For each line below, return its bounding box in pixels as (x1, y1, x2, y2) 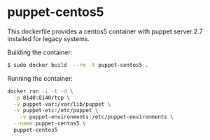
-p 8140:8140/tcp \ (13, 94, 71, 101)
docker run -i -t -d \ (7, 88, 73, 95)
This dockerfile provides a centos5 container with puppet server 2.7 (7, 27, 203, 36)
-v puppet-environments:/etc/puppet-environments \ (20, 114, 174, 120)
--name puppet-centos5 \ (13, 120, 86, 127)
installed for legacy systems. (7, 34, 90, 42)
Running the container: (7, 74, 73, 82)
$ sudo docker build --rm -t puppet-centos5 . (7, 61, 149, 68)
